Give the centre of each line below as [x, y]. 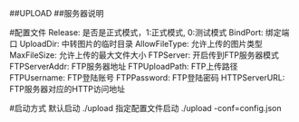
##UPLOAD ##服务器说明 [57, 13]
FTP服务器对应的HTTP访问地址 [67, 89]
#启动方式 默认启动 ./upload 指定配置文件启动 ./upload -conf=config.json [145, 108]
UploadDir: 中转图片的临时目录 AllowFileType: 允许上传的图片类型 [141, 44]
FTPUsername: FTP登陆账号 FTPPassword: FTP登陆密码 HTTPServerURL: [147, 78]
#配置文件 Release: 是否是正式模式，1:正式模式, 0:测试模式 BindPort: [137, 33]
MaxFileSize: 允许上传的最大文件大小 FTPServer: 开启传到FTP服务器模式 [144, 55]
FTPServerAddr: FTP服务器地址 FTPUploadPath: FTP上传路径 [124, 66]
